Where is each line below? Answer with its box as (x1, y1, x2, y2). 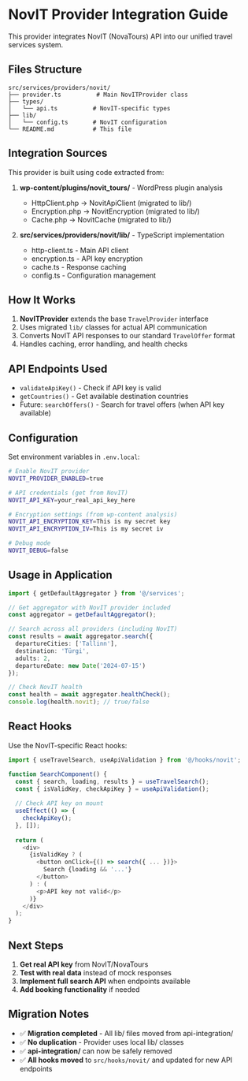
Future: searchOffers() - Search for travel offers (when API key (19, 400, 225, 409)
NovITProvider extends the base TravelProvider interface (19, 314, 209, 324)
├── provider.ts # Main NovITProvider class (8, 91, 189, 99)
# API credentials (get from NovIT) (8, 489, 128, 497)
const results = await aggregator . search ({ (8, 632, 154, 640)
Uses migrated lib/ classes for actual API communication (19, 322, 207, 332)
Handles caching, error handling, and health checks (19, 339, 188, 349)
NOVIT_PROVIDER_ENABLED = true (8, 475, 104, 483)
